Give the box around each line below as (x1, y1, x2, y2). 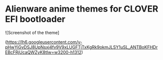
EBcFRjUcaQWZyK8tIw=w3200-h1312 (5, 49, 82, 55)
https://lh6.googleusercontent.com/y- (6, 39, 82, 45)
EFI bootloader (5, 14, 66, 25)
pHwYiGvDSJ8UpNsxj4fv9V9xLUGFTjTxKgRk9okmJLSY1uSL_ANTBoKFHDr (5, 44, 158, 50)
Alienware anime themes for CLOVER (5, 3, 159, 15)
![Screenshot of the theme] (5, 30, 60, 35)
